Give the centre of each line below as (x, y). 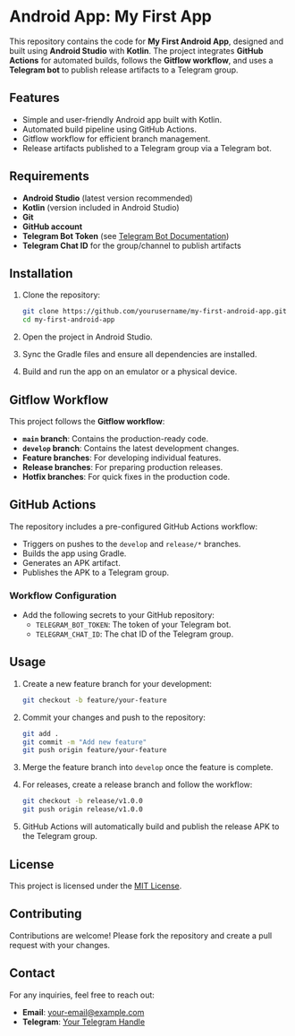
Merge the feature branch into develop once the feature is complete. (147, 767)
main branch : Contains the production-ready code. (115, 438)
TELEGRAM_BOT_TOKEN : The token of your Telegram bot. (133, 625)
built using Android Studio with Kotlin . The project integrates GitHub (136, 50)
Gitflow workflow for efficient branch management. (116, 138)
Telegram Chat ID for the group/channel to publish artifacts (131, 245)
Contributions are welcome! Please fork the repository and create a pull (141, 935)
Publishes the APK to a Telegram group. (96, 572)
